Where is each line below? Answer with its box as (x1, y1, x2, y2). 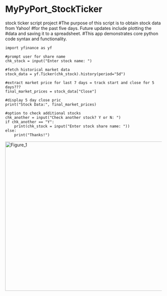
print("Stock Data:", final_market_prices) (5, 102, 97, 107)
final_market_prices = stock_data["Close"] (5, 89, 97, 94)
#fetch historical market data (5, 67, 70, 72)
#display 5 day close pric (5, 98, 61, 102)
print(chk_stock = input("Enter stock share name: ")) (14, 123, 130, 129)
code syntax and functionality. (5, 36, 67, 42)
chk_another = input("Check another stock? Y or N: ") (5, 115, 121, 120)
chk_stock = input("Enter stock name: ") (5, 58, 92, 63)
